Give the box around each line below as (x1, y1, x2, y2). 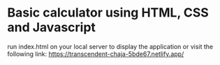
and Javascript (7, 19, 96, 35)
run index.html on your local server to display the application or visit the (7, 42, 214, 50)
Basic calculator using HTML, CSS (7, 5, 210, 21)
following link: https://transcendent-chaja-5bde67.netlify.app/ (7, 50, 184, 58)
